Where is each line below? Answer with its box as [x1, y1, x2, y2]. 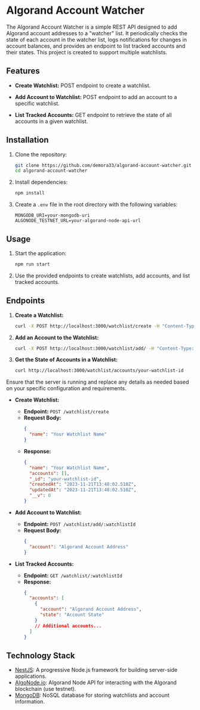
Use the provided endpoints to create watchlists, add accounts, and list [14, 272, 190, 279]
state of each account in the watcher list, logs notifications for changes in [6, 36, 187, 43]
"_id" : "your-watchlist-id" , [29, 476, 102, 482]
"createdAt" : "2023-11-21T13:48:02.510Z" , [29, 481, 137, 487]
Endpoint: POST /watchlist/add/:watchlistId [23, 520, 136, 527]
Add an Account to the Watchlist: [14, 334, 99, 341]
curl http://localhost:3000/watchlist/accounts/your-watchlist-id [14, 368, 184, 373]
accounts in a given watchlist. [14, 118, 88, 125]
